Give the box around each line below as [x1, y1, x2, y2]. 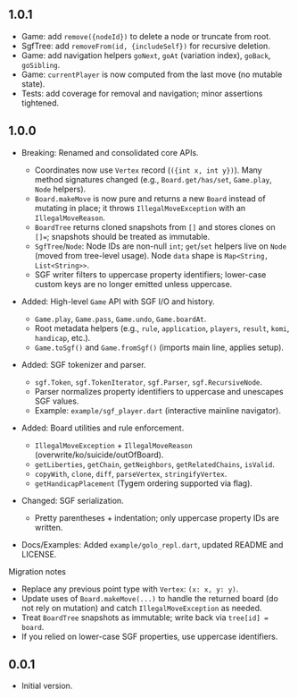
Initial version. [21, 680, 73, 692]
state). [21, 78, 46, 89]
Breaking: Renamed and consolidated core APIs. [21, 147, 199, 157]
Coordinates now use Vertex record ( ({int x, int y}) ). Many [34, 165, 262, 175]
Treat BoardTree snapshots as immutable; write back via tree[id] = [21, 612, 269, 623]
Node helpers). [34, 183, 87, 194]
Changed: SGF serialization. [21, 495, 124, 506]
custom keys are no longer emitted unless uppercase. [34, 278, 233, 289]
